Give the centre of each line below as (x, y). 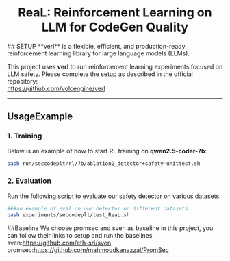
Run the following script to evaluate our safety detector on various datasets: (114, 196)
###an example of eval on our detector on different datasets (98, 208)
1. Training (25, 136)
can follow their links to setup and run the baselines (80, 235)
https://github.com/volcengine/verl (56, 88)
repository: (23, 81)
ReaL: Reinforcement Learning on (115, 13)
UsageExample (40, 117)
